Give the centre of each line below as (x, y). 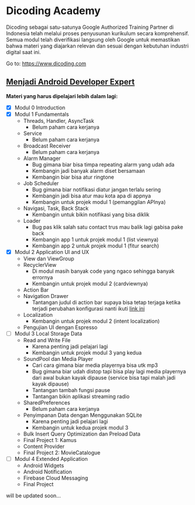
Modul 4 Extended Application (51, 459)
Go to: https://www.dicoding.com (46, 63)
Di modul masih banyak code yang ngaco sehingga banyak (103, 271)
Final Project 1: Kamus (50, 440)
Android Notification (47, 472)
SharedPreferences (47, 403)
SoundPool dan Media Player (58, 359)
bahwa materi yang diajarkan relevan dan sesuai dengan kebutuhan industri (97, 46)
